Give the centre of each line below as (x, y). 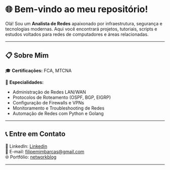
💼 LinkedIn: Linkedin (26, 146)
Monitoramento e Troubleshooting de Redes (58, 108)
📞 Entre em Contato (35, 134)
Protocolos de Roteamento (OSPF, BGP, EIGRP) (62, 97)
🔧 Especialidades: (25, 82)
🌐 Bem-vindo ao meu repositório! (77, 9)
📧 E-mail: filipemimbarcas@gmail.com (45, 151)
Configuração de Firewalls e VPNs (48, 102)
